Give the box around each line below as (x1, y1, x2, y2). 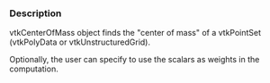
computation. (9, 63, 58, 74)
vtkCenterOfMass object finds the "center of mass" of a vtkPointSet (9, 28, 262, 38)
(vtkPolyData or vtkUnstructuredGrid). (9, 37, 151, 47)
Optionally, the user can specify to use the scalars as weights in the (9, 54, 260, 65)
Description (9, 7, 62, 20)
